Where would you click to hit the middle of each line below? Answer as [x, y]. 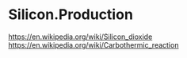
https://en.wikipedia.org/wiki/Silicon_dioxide [80, 37]
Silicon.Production [71, 15]
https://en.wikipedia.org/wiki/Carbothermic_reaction [93, 44]
